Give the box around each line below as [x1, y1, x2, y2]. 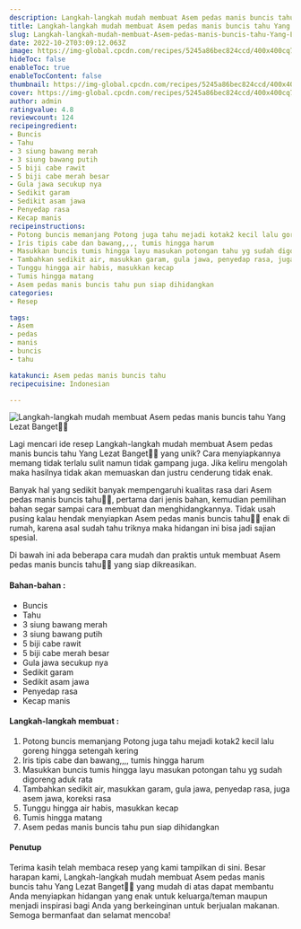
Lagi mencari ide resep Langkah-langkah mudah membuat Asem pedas [9, 439, 273, 450]
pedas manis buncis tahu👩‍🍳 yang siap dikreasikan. [9, 559, 197, 570]
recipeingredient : [9, 122, 78, 131]
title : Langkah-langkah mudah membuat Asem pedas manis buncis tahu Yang [9, 22, 291, 31]
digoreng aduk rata [21, 774, 93, 784]
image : [9, 47, 34, 56]
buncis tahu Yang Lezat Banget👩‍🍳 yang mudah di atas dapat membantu [9, 881, 275, 891]
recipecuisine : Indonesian [9, 379, 110, 389]
